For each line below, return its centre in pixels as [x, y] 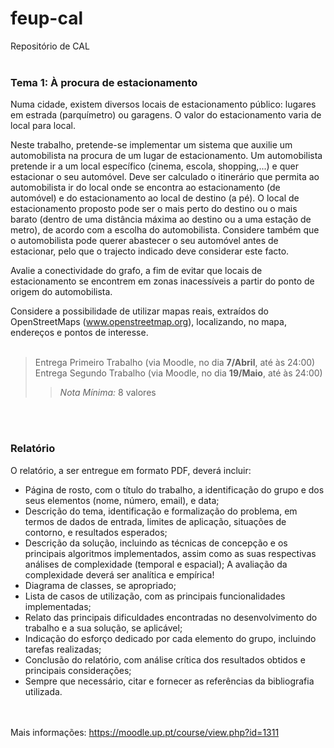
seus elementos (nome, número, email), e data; [122, 500]
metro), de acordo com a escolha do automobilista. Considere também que [165, 230]
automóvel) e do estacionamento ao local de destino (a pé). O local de [155, 198]
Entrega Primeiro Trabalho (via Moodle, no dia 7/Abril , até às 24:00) [175, 363]
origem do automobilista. [61, 292]
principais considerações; [78, 670]
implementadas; [58, 606]
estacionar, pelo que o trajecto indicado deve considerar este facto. [150, 251]
